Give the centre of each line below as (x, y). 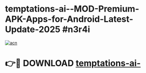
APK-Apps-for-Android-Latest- (69, 19)
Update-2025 (33, 29)
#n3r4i (76, 29)
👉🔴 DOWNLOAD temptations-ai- (73, 63)
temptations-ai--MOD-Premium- (72, 9)
